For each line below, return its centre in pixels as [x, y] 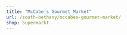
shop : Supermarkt [28, 23]
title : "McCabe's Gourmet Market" [49, 12]
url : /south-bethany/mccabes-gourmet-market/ [63, 17]
